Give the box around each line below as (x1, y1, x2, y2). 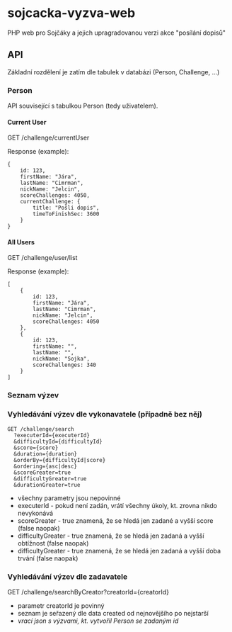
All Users (7, 237, 35, 246)
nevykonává (17, 509, 54, 517)
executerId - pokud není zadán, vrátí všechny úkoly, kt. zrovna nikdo (17, 501, 218, 509)
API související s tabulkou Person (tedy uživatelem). (7, 101, 158, 111)
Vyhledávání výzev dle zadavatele (7, 572, 128, 582)
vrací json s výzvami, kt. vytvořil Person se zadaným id (17, 616, 179, 625)
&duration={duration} (13, 450, 78, 458)
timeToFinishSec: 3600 (33, 210, 100, 218)
